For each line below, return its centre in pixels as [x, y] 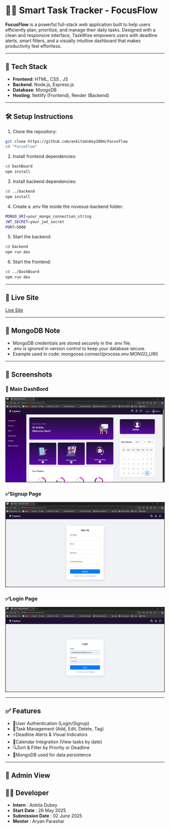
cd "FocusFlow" [21, 147]
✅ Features [23, 711]
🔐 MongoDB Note [33, 331]
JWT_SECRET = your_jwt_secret [35, 222]
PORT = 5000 [16, 227]
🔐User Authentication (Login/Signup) [51, 723]
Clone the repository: [35, 131]
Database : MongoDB [35, 90]
